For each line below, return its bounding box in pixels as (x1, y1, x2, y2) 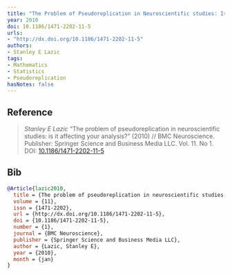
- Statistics (7, 68, 45, 75)
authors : (7, 42, 32, 49)
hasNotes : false (7, 81, 54, 88)
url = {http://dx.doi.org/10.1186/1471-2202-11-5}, (13, 211, 166, 218)
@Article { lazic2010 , (7, 184, 67, 192)
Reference (7, 106, 53, 118)
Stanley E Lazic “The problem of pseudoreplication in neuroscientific (23, 125, 220, 133)
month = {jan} (13, 256, 54, 263)
